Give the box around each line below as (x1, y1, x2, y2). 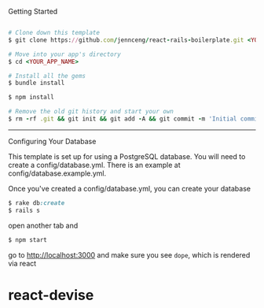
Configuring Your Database (8, 136, 97, 146)
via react (8, 258, 37, 268)
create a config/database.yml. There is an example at (8, 160, 181, 169)
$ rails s (8, 206, 41, 214)
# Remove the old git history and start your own (8, 108, 174, 116)
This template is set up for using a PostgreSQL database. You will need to (8, 151, 246, 161)
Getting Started (8, 7, 58, 16)
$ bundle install (8, 79, 65, 87)
